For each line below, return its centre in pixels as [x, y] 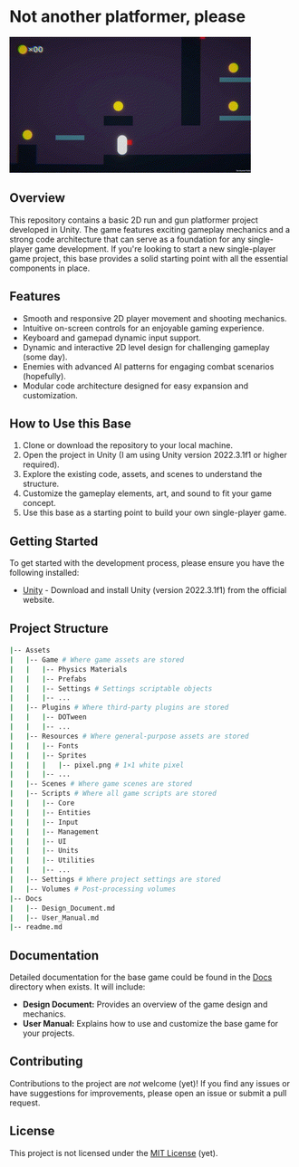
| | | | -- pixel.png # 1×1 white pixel [96, 765]
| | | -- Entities [50, 812]
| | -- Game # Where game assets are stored [96, 660]
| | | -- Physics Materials [68, 669]
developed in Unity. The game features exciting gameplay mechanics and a [150, 229]
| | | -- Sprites [48, 755]
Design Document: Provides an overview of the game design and [145, 1004]
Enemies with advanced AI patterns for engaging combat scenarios [148, 366]
